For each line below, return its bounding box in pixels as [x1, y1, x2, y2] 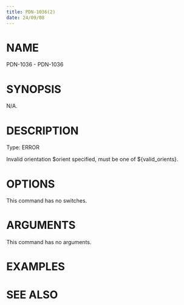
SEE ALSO [6, 287, 58, 301]
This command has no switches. [6, 197, 87, 205]
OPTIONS [6, 177, 55, 191]
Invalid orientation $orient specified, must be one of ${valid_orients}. [6, 156, 179, 163]
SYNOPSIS [6, 82, 62, 96]
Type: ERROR [6, 144, 39, 151]
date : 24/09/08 [6, 15, 45, 21]
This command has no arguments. [6, 239, 92, 246]
